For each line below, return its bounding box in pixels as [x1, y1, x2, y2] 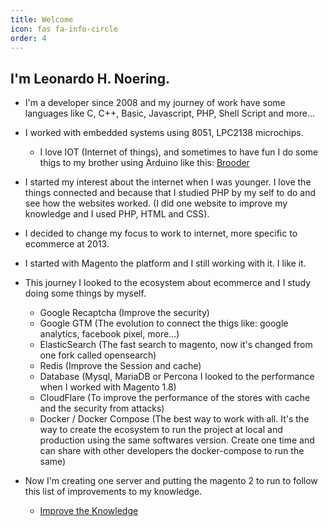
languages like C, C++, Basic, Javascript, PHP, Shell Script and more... [24, 107, 315, 120]
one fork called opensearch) [39, 349, 157, 361]
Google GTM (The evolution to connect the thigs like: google [39, 317, 289, 330]
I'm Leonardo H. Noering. [10, 70, 170, 87]
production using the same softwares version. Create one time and [39, 434, 315, 446]
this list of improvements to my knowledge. [24, 486, 203, 498]
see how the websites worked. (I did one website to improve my [24, 197, 288, 210]
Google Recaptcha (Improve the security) [39, 307, 210, 319]
